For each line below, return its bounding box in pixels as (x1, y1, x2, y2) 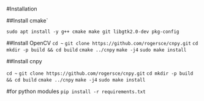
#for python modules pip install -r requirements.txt (6, 88, 146, 95)
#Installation (6, 5, 38, 12)
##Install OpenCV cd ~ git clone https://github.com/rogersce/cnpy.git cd (6, 40, 198, 46)
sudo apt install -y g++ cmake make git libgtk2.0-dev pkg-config (6, 29, 179, 35)
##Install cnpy (6, 58, 42, 64)
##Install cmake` (6, 17, 48, 24)
